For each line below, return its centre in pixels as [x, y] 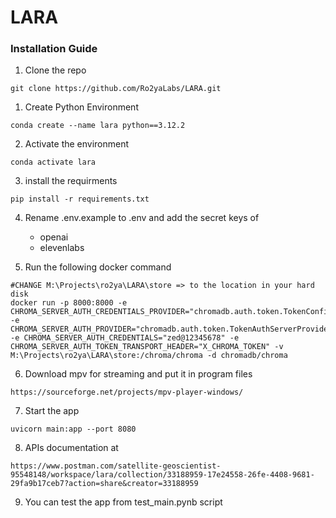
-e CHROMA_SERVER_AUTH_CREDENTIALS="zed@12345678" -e [125, 338]
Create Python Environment [81, 107]
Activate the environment [77, 144]
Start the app [52, 411]
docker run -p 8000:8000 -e [69, 303]
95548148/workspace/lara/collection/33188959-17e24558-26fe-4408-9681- [162, 475]
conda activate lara [53, 162]
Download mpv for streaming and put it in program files [138, 374]
